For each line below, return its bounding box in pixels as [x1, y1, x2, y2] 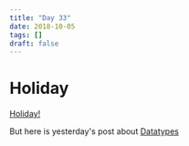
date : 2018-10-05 [9, 22, 76, 31]
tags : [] [9, 30, 43, 39]
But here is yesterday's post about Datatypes [9, 126, 180, 137]
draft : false [9, 38, 59, 48]
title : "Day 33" [9, 13, 71, 23]
